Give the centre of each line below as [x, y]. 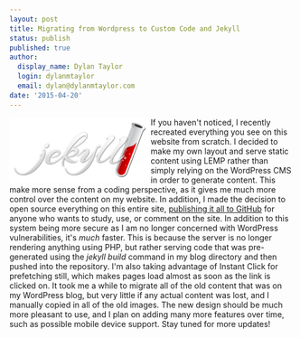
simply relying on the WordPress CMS [221, 170]
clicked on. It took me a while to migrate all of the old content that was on [146, 286]
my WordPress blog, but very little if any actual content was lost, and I [139, 295]
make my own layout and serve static [220, 151]
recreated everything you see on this [219, 132]
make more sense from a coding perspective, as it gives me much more [143, 189]
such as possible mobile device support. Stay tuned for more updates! [140, 324]
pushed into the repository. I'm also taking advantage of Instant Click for [144, 266]
